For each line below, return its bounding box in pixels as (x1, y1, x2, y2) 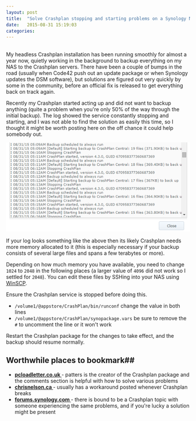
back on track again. (6, 88, 55, 95)
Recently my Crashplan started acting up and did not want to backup (6, 100, 171, 107)
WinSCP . (6, 280, 27, 286)
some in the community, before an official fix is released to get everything (6, 82, 183, 89)
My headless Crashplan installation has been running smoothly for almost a (6, 51, 187, 58)
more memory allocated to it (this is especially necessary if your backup (6, 244, 180, 250)
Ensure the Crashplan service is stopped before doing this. (6, 291, 148, 298)
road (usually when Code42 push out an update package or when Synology (6, 70, 188, 77)
